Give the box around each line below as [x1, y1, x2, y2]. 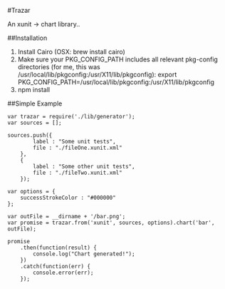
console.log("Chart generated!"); [33, 250, 135, 258]
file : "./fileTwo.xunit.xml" [33, 169, 122, 176]
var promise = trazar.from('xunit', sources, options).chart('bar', [7, 219, 215, 226]
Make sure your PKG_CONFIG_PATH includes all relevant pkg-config [17, 55, 219, 64]
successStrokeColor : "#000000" [20, 194, 116, 201]
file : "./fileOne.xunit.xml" [33, 144, 122, 151]
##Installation [7, 34, 48, 42]
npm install [17, 86, 51, 93]
